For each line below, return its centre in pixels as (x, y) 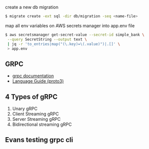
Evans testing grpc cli (39, 140)
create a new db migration (32, 7)
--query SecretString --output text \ (47, 39)
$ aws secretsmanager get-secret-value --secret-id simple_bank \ (75, 35)
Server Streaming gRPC (36, 119)
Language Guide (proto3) (38, 81)
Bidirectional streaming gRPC (42, 124)
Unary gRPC (25, 109)
